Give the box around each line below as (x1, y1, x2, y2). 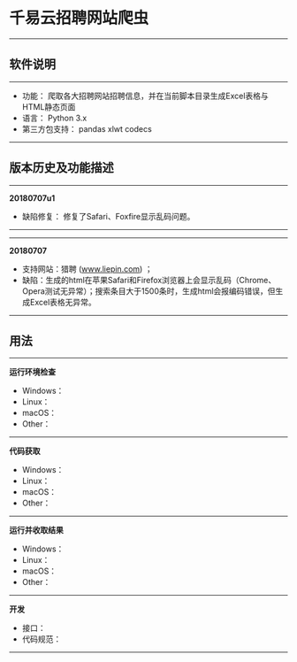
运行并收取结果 (9, 525, 64, 535)
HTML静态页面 (21, 101, 76, 112)
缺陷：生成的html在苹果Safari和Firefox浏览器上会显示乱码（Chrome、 (21, 274, 277, 285)
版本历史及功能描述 (9, 160, 114, 175)
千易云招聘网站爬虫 (9, 8, 149, 28)
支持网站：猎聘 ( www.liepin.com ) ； (21, 263, 153, 274)
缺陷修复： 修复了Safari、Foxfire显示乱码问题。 (21, 211, 195, 221)
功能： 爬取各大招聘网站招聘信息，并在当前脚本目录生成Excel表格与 (21, 90, 270, 101)
